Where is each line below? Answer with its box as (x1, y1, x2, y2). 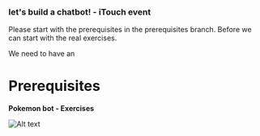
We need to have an (8, 49, 75, 59)
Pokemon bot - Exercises (8, 104, 95, 113)
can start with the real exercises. (8, 33, 117, 43)
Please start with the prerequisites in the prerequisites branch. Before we (8, 25, 253, 35)
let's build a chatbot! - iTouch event (8, 6, 151, 18)
